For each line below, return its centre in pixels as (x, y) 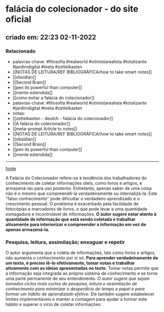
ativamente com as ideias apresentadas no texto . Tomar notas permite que (82, 268)
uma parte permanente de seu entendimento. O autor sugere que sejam (78, 278)
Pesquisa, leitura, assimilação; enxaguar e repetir (65, 242)
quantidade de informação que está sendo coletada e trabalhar (71, 219)
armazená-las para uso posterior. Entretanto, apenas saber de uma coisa (79, 188)
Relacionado (21, 51)
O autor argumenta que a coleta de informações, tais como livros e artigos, (81, 253)
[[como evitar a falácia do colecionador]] (53, 98)
